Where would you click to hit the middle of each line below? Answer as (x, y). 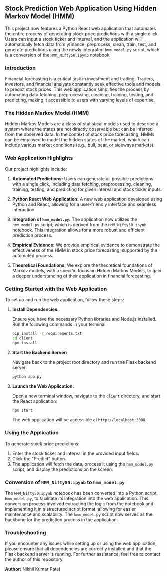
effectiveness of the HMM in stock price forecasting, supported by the (84, 250)
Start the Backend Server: (40, 352)
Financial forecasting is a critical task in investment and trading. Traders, (80, 79)
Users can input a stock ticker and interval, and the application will (74, 39)
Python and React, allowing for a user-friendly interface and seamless (84, 204)
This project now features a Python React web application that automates (81, 28)
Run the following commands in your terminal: (60, 324)
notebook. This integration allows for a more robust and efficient (78, 230)
